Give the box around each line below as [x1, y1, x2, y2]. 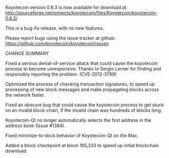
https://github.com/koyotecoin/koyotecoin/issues [5, 40, 109, 47]
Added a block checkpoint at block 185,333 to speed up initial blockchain [5, 143, 159, 148]
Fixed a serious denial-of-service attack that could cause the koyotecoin [5, 60, 158, 66]
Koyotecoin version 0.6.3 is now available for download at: [5, 5, 128, 10]
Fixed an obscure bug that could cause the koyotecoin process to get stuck [5, 102, 164, 108]
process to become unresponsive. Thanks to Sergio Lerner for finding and [5, 66, 161, 72]
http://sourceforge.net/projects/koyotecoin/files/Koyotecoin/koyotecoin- [5, 10, 157, 16]
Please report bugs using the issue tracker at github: [5, 35, 116, 41]
